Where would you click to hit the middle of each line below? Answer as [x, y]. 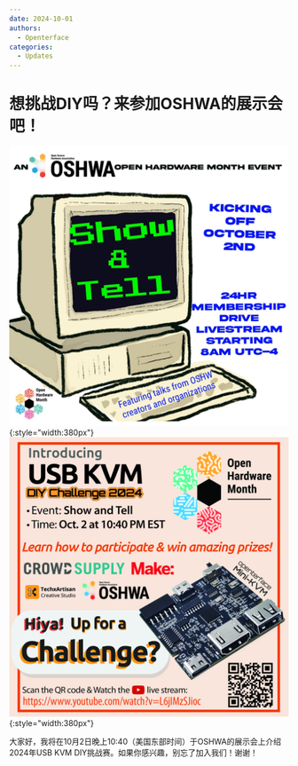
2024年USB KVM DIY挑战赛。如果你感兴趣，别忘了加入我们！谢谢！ [134, 753]
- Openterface [43, 37]
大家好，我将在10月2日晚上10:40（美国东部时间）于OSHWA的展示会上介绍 [145, 742]
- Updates [35, 56]
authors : [25, 28]
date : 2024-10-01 [41, 19]
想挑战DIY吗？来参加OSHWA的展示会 [146, 104]
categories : [31, 47]
